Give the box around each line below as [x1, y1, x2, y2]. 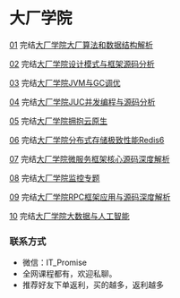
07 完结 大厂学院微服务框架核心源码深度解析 [9, 153, 170, 164]
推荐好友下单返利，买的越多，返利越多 [21, 279, 164, 291]
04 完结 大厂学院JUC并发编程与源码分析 [9, 96, 156, 107]
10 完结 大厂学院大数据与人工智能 [9, 210, 130, 221]
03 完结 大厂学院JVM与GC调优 [9, 77, 121, 88]
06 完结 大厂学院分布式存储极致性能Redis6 [9, 134, 165, 145]
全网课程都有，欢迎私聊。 [21, 268, 117, 279]
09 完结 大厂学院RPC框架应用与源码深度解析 [9, 192, 171, 202]
